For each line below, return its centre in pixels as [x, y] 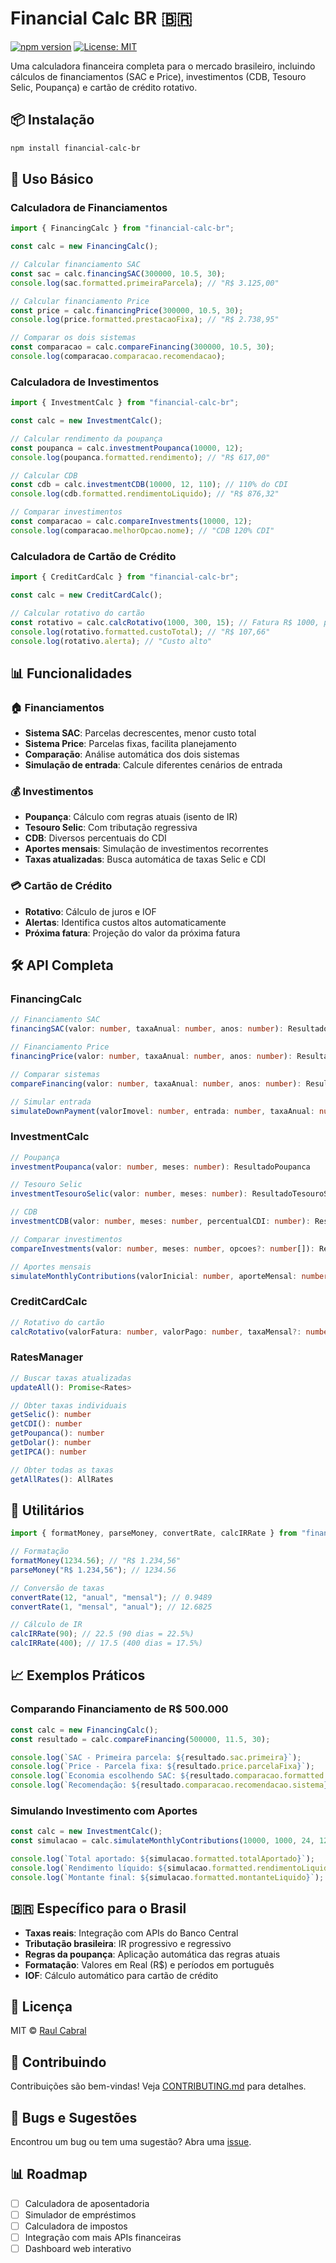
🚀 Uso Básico [52, 179]
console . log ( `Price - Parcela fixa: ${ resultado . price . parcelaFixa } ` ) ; [162, 1767]
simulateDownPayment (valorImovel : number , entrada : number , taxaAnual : [162, 1111]
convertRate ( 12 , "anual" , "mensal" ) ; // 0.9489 [111, 1597]
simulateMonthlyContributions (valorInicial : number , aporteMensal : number [169, 1276]
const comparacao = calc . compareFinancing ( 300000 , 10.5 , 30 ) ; [142, 347]
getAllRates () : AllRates [62, 1479]
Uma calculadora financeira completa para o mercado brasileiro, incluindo [163, 66]
